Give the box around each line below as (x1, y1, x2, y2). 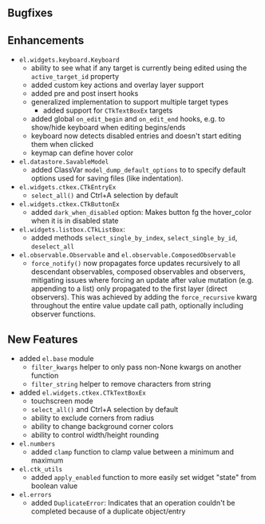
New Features (7, 332, 78, 346)
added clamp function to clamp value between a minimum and (30, 447, 235, 457)
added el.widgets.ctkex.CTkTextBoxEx (18, 387, 147, 398)
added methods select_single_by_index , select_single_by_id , (30, 233, 238, 243)
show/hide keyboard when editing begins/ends (30, 123, 186, 133)
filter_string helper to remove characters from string (30, 379, 212, 389)
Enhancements (7, 34, 85, 47)
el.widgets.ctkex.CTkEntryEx (18, 184, 117, 192)
